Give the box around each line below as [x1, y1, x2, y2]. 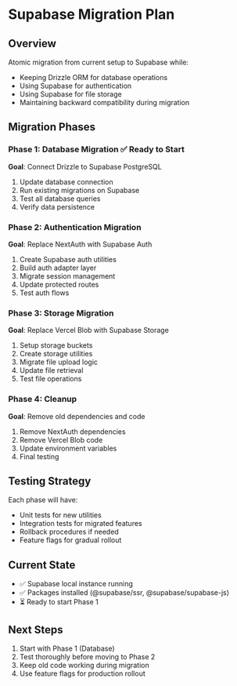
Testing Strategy [8, 474, 92, 487]
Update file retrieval [19, 366, 84, 375]
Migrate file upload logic [19, 357, 99, 367]
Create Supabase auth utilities [19, 254, 117, 264]
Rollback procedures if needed [19, 527, 119, 537]
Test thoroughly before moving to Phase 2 [19, 652, 156, 662]
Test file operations [19, 374, 82, 384]
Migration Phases [8, 120, 96, 134]
